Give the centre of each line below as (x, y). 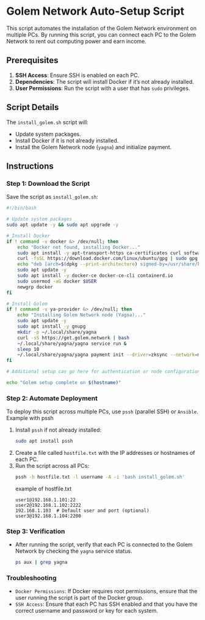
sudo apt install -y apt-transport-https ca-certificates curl (99, 253)
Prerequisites (32, 60)
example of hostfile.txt (43, 489)
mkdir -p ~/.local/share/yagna (57, 332)
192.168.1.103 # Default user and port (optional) (82, 511)
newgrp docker (35, 287)
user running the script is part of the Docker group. (79, 598)
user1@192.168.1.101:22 (45, 500)
